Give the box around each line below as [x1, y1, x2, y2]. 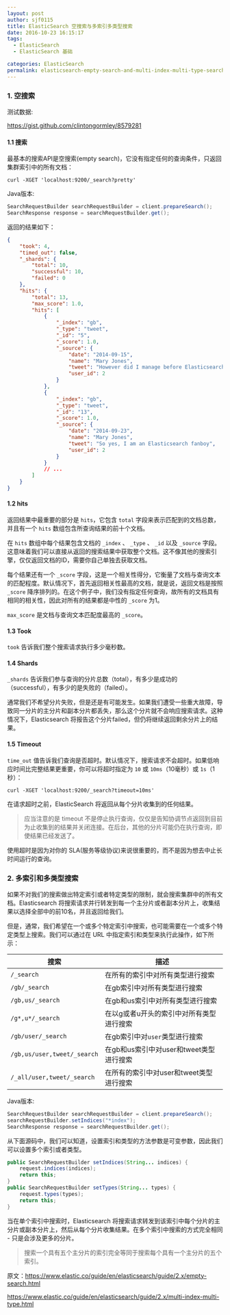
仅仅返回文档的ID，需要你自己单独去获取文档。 [18, 556, 151, 564]
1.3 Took [7, 627, 32, 635]
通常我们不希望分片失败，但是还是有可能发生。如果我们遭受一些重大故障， [7, 698, 217, 706]
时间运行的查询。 [7, 854, 55, 863]
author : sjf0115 [7, 16, 53, 23]
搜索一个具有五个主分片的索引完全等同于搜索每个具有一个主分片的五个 [23, 1248, 222, 1257]
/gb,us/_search [10, 996, 60, 1004]
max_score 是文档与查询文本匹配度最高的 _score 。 [7, 611, 147, 619]
